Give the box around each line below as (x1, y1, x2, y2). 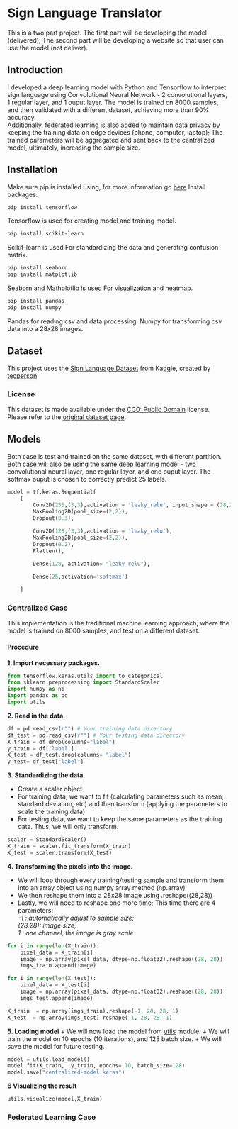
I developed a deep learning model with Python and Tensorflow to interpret (7, 83, 227, 91)
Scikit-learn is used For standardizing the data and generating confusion (7, 243, 219, 252)
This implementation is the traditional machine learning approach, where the (7, 619, 230, 628)
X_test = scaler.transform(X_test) (7, 849, 113, 856)
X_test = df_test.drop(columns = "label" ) (7, 752, 132, 759)
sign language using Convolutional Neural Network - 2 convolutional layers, (7, 90, 228, 99)
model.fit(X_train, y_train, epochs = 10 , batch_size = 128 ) (7, 1062, 186, 1069)
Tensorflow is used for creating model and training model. (7, 216, 176, 225)
